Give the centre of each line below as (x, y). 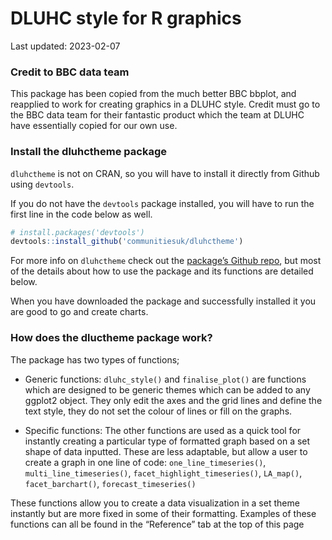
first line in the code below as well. (81, 214)
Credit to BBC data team (70, 72)
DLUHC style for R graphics (126, 18)
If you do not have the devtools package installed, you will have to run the (162, 203)
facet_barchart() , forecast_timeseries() (110, 483)
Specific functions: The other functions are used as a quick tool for (163, 430)
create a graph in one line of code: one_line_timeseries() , (145, 462)
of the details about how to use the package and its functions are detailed (162, 271)
